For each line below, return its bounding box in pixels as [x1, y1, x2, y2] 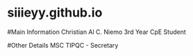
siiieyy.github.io [7, 5, 103, 21]
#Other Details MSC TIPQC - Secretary [7, 41, 119, 49]
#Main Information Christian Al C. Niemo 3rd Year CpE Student [7, 28, 186, 36]
